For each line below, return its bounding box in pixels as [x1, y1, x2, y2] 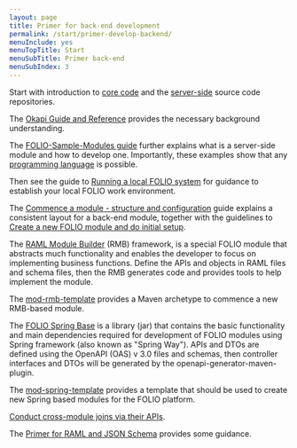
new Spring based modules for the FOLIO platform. [9, 394, 196, 405]
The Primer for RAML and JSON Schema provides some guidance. [9, 428, 252, 439]
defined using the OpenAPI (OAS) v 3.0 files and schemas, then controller [9, 348, 278, 359]
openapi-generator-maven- [176, 358, 277, 368]
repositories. [9, 96, 56, 106]
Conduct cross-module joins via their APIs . [9, 411, 166, 421]
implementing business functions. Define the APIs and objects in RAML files [9, 257, 286, 268]
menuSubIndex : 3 [9, 63, 69, 72]
